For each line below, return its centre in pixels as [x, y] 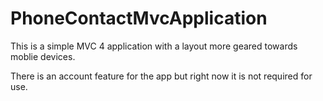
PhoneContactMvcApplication [139, 18]
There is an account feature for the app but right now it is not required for [161, 76]
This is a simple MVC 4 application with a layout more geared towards [154, 46]
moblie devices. [43, 56]
